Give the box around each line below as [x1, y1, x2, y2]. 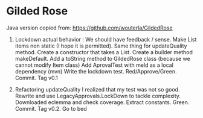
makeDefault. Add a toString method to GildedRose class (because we [14, 55, 190, 62]
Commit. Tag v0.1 [14, 74, 59, 81]
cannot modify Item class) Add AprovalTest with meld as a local [14, 61, 174, 69]
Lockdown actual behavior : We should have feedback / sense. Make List [14, 36, 197, 43]
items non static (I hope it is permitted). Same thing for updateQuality [14, 42, 187, 49]
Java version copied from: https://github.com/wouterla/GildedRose [6, 24, 173, 31]
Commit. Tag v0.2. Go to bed [14, 105, 88, 112]
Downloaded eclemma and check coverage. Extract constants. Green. [14, 98, 190, 106]
